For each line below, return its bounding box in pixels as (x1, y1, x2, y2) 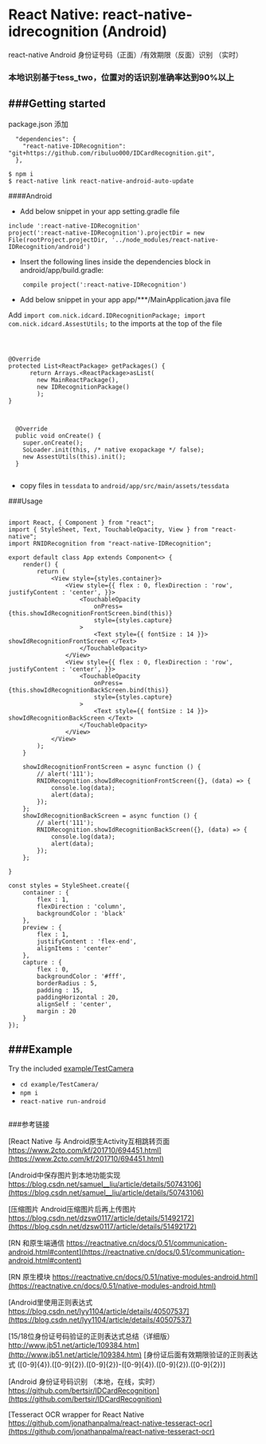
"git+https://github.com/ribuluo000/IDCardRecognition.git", (8, 149, 216, 157)
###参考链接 (8, 1119, 50, 1130)
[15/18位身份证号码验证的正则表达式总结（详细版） (8, 1332, 174, 1341)
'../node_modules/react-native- (111, 235, 219, 244)
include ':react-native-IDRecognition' (8, 222, 141, 230)
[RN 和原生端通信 (8, 1238, 65, 1248)
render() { (22, 560, 59, 568)
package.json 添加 (8, 119, 69, 128)
